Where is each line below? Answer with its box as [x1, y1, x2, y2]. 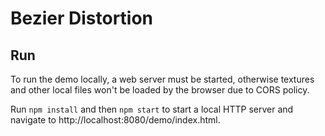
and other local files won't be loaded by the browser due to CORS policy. [10, 84, 310, 96]
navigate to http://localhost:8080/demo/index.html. [10, 114, 221, 126]
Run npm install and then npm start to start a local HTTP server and [10, 103, 294, 115]
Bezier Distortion [10, 7, 154, 30]
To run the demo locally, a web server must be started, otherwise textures [10, 73, 315, 85]
